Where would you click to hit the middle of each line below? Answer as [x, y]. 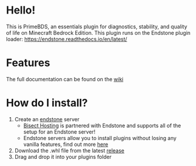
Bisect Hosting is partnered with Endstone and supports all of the [102, 125]
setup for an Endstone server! [59, 132]
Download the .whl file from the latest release [70, 150]
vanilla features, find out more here [66, 144]
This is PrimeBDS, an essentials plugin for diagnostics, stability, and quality [97, 26]
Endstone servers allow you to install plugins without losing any [100, 138]
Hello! [21, 10]
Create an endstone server [47, 119]
